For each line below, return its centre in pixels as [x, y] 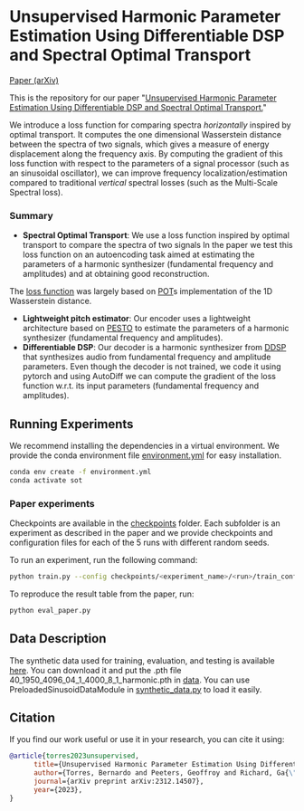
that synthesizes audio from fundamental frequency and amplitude [147, 357]
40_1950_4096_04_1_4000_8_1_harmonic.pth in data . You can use [130, 680]
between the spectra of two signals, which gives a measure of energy [139, 144]
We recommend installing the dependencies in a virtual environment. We [145, 446]
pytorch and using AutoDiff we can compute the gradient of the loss [149, 377]
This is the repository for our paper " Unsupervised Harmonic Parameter [143, 98]
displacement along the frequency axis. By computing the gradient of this [146, 153]
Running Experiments [71, 424]
